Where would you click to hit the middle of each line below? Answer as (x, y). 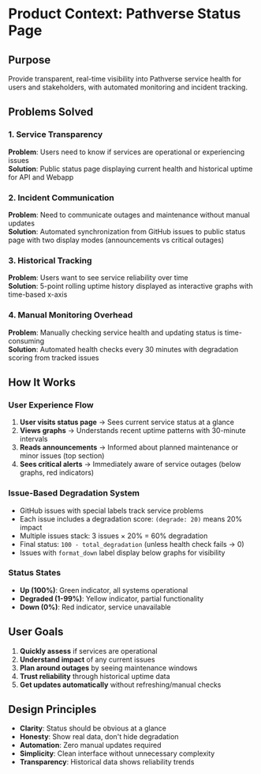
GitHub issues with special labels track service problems (111, 510)
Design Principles (52, 709)
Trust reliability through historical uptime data (95, 676)
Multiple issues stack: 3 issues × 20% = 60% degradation (114, 536)
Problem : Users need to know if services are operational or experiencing (127, 152)
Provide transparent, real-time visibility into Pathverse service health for (125, 79)
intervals (34, 439)
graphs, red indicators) (57, 472)
